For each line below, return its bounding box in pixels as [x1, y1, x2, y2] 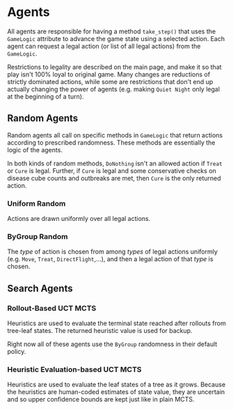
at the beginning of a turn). [7, 92, 84, 101]
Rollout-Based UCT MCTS [7, 303, 97, 313]
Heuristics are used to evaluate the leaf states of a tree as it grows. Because [7, 380, 226, 389]
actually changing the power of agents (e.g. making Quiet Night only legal [7, 85, 220, 93]
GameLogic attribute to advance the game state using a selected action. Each [7, 34, 225, 42]
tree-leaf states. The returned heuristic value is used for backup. [7, 327, 193, 335]
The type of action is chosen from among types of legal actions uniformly [7, 247, 218, 256]
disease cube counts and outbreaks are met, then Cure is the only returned [7, 174, 221, 182]
